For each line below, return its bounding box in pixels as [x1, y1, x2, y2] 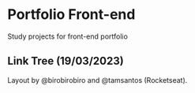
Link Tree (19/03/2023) [7, 54, 124, 68]
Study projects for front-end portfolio [7, 32, 128, 41]
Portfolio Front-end [7, 6, 136, 24]
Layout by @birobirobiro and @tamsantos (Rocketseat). [7, 75, 188, 84]
